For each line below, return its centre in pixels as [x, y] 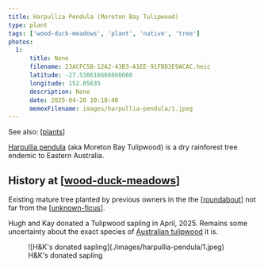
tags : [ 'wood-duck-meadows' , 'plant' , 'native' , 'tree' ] [104, 33]
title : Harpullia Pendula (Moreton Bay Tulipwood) [94, 17]
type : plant [28, 25]
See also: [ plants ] [37, 132]
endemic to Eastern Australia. [56, 156]
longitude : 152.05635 [65, 83]
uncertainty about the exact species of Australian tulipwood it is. [113, 232]
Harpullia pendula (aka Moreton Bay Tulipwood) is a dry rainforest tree [123, 147]
